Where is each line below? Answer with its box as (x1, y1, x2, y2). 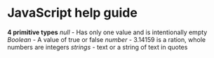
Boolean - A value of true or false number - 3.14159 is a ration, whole (7, 35, 206, 43)
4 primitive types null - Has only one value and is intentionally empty (7, 28, 208, 36)
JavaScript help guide (7, 5, 138, 21)
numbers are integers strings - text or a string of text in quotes (7, 43, 188, 51)
